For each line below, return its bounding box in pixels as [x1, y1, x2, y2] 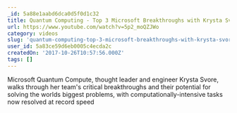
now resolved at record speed [7, 98, 95, 106]
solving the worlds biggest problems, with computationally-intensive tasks [7, 90, 224, 98]
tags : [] [7, 56, 33, 63]
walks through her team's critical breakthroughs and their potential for [7, 82, 212, 91]
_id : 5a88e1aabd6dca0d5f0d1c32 [7, 10, 99, 18]
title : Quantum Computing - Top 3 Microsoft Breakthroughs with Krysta [7, 17, 222, 24]
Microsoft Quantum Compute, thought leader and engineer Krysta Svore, [7, 75, 219, 84]
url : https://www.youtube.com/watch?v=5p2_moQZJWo [7, 23, 159, 30]
